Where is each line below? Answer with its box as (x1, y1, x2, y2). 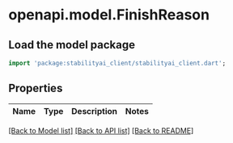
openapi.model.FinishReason (8, 6, 210, 24)
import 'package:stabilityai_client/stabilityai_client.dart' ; (8, 59, 227, 67)
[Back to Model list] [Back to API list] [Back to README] (8, 125, 194, 135)
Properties (8, 82, 63, 95)
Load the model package (8, 38, 136, 52)
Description (71, 105, 117, 116)
